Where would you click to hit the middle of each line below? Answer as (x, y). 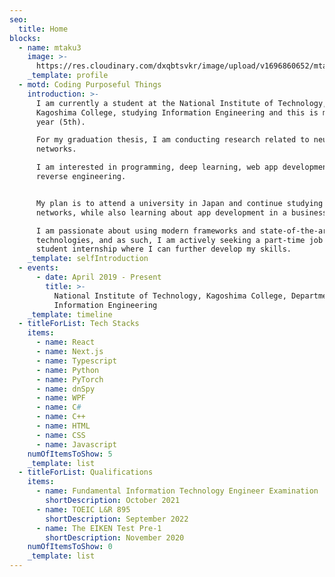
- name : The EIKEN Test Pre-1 (98, 528)
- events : (38, 268)
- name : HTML (63, 426)
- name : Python (67, 370)
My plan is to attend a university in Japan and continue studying (179, 203)
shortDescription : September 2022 (117, 519)
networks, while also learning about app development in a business (181, 212)
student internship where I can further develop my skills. (163, 249)
